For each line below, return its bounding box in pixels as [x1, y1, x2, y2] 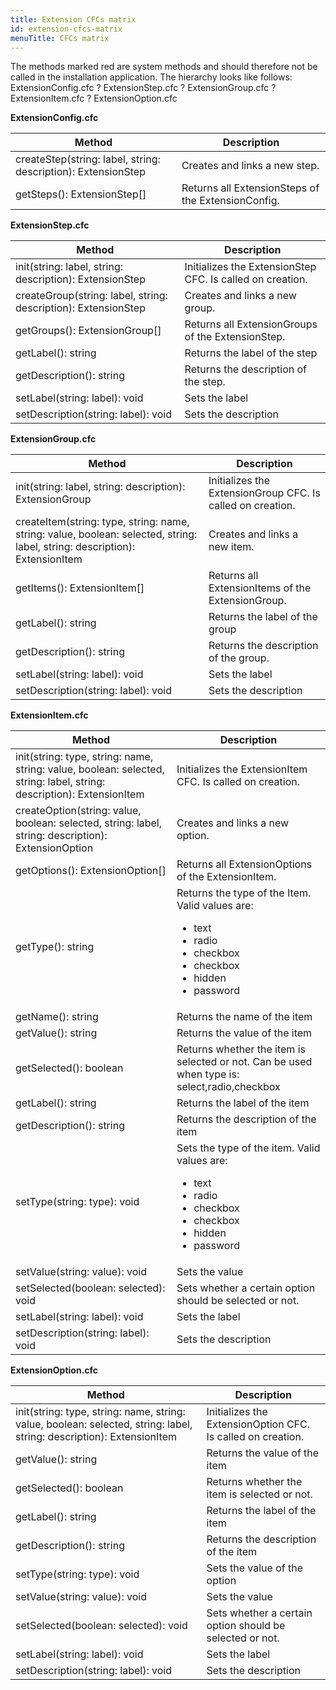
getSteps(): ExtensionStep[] [15, 187, 147, 201]
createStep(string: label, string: [15, 152, 161, 166]
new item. [208, 540, 255, 554]
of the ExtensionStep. [184, 330, 286, 344]
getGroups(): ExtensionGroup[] [15, 324, 162, 338]
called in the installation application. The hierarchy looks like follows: [10, 71, 293, 83]
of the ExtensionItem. [176, 870, 277, 884]
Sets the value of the [206, 1561, 303, 1575]
